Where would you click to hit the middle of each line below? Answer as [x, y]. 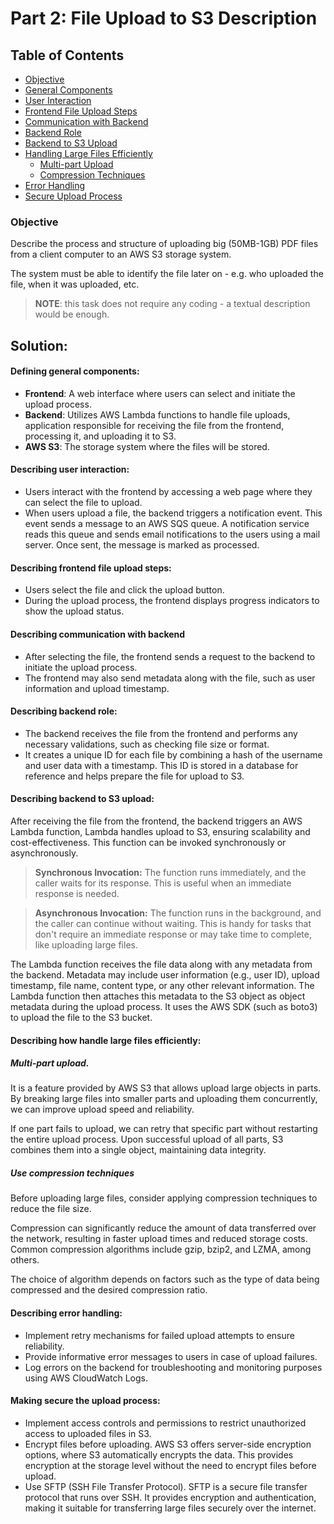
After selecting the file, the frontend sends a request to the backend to [170, 656]
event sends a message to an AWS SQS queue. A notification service [167, 524]
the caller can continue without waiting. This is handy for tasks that [173, 923]
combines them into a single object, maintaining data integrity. [138, 1150]
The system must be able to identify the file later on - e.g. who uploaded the [167, 274]
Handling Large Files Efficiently [88, 153]
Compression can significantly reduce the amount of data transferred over [163, 1228]
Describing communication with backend [98, 634]
